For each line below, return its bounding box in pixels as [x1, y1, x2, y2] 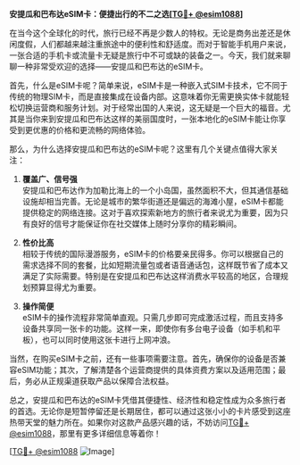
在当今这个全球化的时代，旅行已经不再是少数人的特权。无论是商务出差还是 [9, 28, 283, 38]
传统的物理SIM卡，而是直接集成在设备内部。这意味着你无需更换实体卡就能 [9, 91, 282, 102]
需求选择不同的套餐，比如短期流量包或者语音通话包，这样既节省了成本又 [21, 260, 288, 270]
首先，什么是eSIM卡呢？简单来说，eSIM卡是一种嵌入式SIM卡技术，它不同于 [9, 80, 288, 90]
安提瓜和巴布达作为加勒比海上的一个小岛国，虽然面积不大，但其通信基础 [21, 185, 288, 195]
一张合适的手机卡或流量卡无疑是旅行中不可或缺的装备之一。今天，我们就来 [9, 50, 283, 61]
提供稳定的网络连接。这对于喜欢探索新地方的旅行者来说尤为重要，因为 [21, 207, 281, 218]
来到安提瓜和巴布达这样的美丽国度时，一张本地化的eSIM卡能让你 [39, 113, 279, 124]
